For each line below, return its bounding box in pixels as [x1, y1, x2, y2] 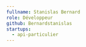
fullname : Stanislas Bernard [6, 9, 81, 15]
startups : [6, 26, 32, 32]
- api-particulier [12, 32, 59, 38]
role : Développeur [6, 15, 53, 21]
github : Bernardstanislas [6, 20, 72, 26]
